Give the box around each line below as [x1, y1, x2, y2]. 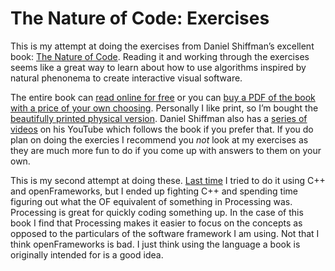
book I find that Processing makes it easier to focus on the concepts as [10, 217, 303, 229]
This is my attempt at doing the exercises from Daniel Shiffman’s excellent [10, 40, 315, 52]
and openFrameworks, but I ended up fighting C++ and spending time [10, 185, 298, 197]
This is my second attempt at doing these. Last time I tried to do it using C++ [10, 174, 326, 186]
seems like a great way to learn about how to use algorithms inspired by [10, 61, 307, 73]
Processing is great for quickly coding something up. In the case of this [10, 206, 304, 218]
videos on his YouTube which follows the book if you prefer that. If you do [10, 123, 314, 135]
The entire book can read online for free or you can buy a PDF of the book [10, 91, 316, 103]
